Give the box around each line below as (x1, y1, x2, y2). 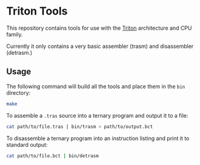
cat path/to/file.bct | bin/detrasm (6, 153, 99, 159)
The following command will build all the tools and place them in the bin (6, 82, 185, 90)
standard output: (6, 141, 48, 148)
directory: (6, 89, 31, 96)
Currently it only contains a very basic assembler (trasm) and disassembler (6, 42, 194, 50)
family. (6, 30, 23, 38)
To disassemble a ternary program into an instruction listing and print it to (6, 135, 190, 142)
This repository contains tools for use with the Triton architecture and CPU (6, 24, 192, 32)
